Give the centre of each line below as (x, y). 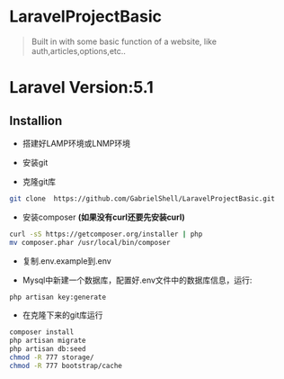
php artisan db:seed (48, 349)
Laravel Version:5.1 (82, 88)
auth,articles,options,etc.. (78, 50)
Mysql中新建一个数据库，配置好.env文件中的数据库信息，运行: (137, 280)
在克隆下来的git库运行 (62, 315)
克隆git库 (39, 181)
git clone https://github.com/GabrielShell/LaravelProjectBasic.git (142, 199)
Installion (36, 120)
